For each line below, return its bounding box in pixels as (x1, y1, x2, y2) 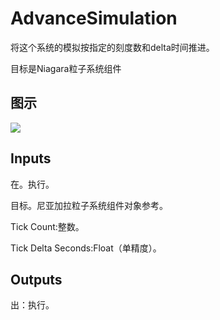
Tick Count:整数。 (10, 220, 85, 232)
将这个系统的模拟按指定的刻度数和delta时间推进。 (10, 41, 215, 53)
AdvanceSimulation (10, 7, 178, 30)
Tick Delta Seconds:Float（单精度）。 (10, 242, 162, 254)
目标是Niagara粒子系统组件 (10, 62, 122, 74)
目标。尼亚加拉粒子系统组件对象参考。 (10, 199, 168, 211)
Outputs (10, 271, 63, 288)
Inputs (10, 150, 52, 167)
